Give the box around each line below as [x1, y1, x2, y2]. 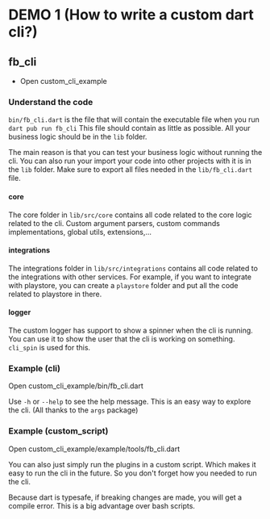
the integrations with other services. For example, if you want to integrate [8, 272, 252, 282]
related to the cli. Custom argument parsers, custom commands [8, 218, 220, 228]
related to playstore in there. [8, 289, 102, 299]
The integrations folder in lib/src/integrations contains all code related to [8, 263, 258, 273]
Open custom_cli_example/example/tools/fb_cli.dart [8, 444, 181, 454]
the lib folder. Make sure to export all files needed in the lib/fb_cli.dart [8, 165, 252, 174]
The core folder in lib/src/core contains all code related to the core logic [8, 210, 252, 220]
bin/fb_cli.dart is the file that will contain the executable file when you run [8, 115, 260, 124]
